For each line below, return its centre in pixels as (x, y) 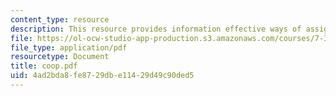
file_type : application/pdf (69, 47)
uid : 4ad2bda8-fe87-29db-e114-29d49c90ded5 (102, 76)
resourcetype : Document (60, 57)
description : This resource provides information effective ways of (156, 29)
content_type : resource (60, 19)
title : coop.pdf (44, 66)
